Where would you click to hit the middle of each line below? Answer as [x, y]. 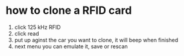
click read [27, 33]
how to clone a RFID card [69, 11]
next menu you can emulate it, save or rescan [71, 46]
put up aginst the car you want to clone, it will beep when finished [96, 40]
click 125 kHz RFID [37, 27]
